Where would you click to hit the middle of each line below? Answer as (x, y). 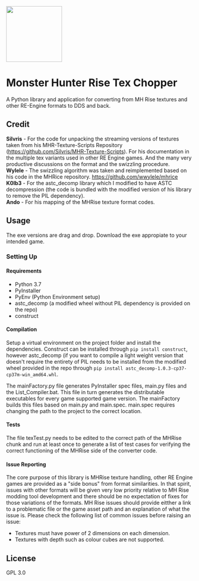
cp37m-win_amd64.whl (32, 374)
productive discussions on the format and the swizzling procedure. (88, 164)
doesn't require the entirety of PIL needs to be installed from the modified (96, 361)
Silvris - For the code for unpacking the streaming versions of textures (93, 139)
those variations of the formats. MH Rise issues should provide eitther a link (99, 503)
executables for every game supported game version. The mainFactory (93, 398)
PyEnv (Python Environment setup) (58, 296)
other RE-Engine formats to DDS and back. (59, 105)
